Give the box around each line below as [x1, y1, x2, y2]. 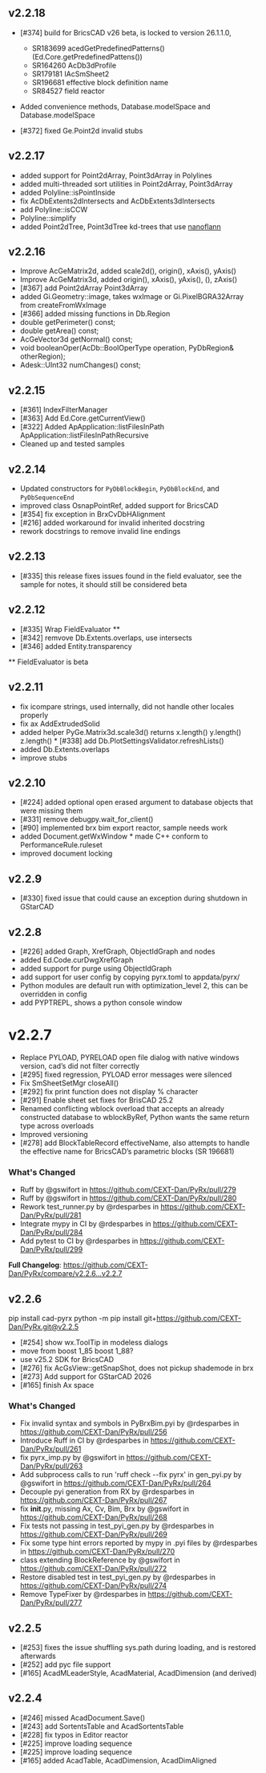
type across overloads [19, 1121, 95, 1131]
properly [19, 710, 49, 720]
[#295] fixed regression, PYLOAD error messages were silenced [19, 1069, 232, 1079]
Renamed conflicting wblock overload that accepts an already [19, 1103, 224, 1113]
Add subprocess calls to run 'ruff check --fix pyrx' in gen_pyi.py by [19, 1470, 242, 1480]
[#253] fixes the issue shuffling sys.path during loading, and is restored [19, 1643, 256, 1652]
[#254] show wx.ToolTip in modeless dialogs [19, 1337, 168, 1347]
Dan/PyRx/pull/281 [19, 1210, 82, 1221]
